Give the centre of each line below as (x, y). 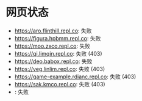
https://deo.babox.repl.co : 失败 (53, 61)
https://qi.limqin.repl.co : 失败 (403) (58, 53)
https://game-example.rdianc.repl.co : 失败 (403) (75, 77)
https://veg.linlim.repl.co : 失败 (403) (60, 69)
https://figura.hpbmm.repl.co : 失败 (58, 38)
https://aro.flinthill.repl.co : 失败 (53, 31)
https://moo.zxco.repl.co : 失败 (52, 46)
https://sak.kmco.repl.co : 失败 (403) (60, 84)
